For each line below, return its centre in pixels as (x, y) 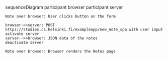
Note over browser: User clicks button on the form (60, 16)
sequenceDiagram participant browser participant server (64, 7)
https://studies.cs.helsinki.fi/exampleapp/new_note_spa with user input (84, 29)
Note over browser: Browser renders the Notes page (60, 51)
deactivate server (24, 42)
